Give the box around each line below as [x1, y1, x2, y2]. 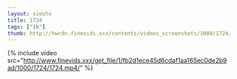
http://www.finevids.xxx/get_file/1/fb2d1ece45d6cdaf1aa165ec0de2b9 [23, 57, 227, 65]
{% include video [7, 49, 58, 57]
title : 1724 [7, 17, 42, 24]
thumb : [7, 29, 27, 37]
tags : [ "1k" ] [7, 23, 46, 30]
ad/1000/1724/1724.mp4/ [7, 64, 80, 72]
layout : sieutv [7, 10, 52, 17]
